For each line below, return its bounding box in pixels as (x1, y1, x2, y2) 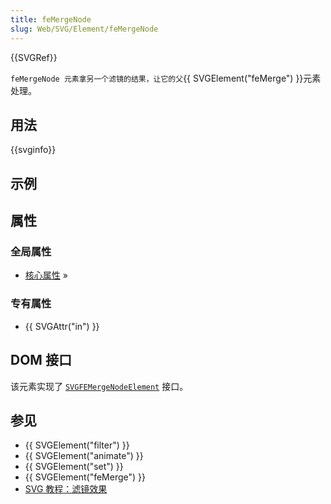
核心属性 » (24, 269, 68, 281)
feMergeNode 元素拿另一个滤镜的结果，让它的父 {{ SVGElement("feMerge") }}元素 (10, 72, 322, 84)
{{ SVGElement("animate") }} (24, 450, 144, 462)
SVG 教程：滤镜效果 (24, 483, 108, 495)
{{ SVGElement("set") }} (24, 461, 124, 473)
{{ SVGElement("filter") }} (24, 439, 130, 451)
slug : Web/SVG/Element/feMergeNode (10, 24, 159, 34)
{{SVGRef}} (10, 51, 58, 63)
